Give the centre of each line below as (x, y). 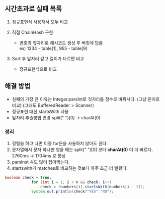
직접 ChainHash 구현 (32, 32)
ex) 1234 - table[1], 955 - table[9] (53, 48)
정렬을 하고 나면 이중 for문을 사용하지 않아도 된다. (60, 143)
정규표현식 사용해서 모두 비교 (40, 22)
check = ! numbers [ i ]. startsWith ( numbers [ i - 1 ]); (92, 187)
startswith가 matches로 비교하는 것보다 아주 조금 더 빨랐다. (70, 168)
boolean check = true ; (28, 177)
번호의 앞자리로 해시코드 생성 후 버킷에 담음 (61, 43)
